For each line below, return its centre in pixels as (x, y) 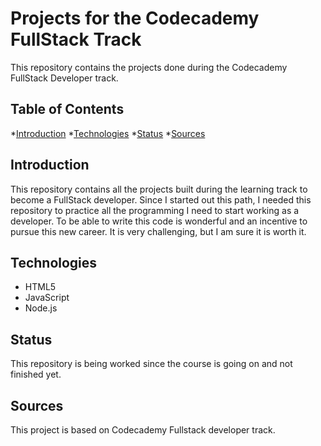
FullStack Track (76, 39)
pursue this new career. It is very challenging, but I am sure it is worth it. (158, 231)
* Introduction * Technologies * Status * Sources (108, 133)
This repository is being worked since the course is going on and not (151, 364)
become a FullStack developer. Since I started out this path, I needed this (161, 199)
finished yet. (36, 374)
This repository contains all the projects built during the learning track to (159, 189)
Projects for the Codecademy (135, 18)
